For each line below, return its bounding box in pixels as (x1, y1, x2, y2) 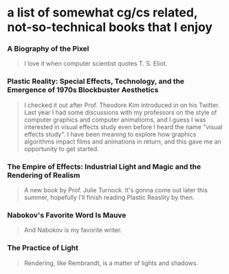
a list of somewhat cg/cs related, (7, 5, 198, 21)
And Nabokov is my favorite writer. (23, 226, 122, 234)
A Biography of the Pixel (7, 44, 89, 54)
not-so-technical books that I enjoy (7, 19, 213, 35)
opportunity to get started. (23, 144, 100, 152)
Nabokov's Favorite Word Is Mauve (7, 211, 127, 220)
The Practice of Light (7, 243, 79, 253)
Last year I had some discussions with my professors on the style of (23, 108, 217, 116)
